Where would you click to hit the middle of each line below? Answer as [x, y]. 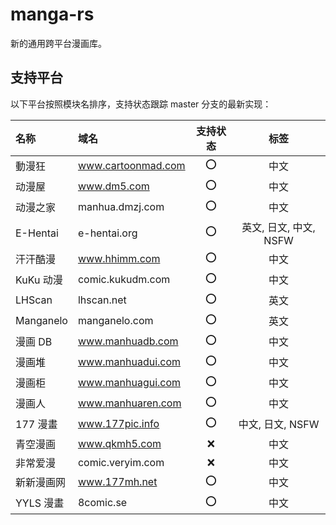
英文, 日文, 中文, [278, 227]
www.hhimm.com [119, 259]
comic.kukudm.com [124, 280]
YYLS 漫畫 [40, 503]
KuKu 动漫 [39, 280]
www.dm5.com [113, 186]
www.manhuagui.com [129, 383]
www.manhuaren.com [129, 403]
